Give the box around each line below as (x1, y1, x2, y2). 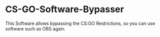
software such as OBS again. (5, 25, 66, 31)
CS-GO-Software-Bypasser (5, 4, 124, 15)
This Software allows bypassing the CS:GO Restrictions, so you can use (5, 20, 155, 26)
